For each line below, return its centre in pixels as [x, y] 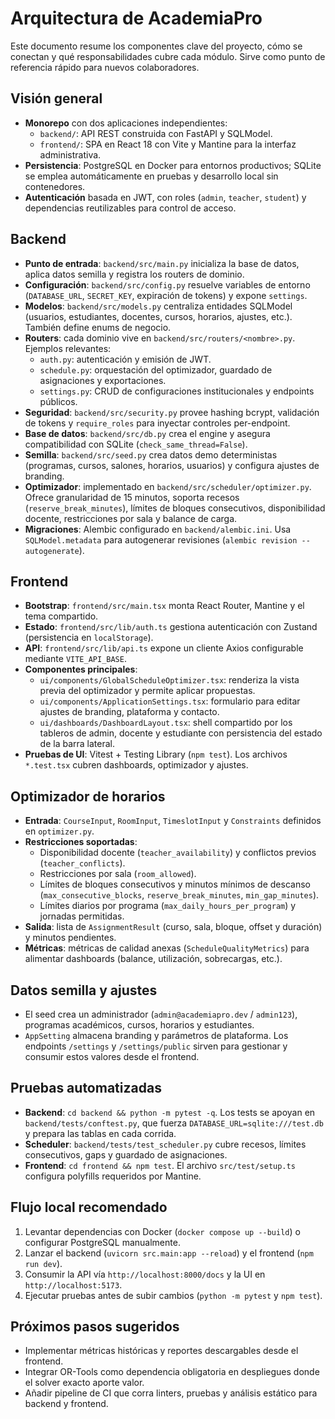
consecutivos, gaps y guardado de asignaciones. [126, 1154]
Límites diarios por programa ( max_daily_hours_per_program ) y [168, 906]
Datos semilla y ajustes [84, 990]
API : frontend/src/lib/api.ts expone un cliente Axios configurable [164, 648]
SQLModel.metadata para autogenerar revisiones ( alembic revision [161, 539]
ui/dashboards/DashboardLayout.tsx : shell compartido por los [166, 723]
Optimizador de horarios [88, 796]
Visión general [56, 98]
